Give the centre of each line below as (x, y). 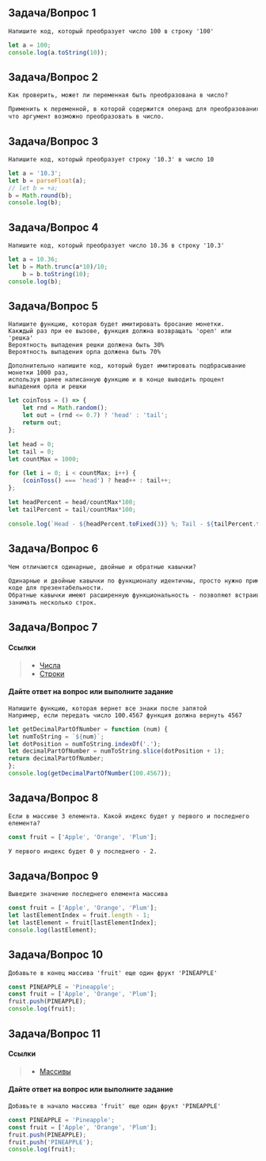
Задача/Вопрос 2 (53, 77)
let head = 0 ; (32, 444)
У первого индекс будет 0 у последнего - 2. (83, 851)
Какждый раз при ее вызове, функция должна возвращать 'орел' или (120, 332)
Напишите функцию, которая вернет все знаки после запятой (108, 708)
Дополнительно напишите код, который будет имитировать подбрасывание (127, 366)
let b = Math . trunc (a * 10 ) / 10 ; (58, 267)
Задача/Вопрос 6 (53, 549)
